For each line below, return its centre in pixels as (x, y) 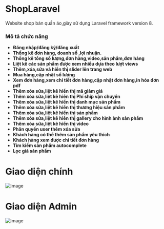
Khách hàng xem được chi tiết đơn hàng (56, 140)
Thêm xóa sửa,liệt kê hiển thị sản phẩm (55, 113)
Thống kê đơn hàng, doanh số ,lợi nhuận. (57, 53)
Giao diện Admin (41, 207)
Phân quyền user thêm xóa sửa (46, 129)
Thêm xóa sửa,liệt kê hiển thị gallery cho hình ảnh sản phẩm (78, 118)
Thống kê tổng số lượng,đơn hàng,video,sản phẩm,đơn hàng (79, 58)
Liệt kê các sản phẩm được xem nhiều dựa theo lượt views (75, 64)
